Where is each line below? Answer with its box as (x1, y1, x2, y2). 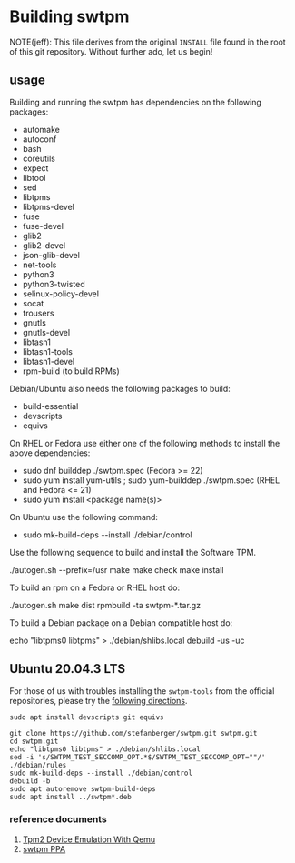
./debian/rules (9, 760, 67, 769)
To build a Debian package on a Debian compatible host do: (9, 617, 233, 628)
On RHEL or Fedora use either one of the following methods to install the (9, 437, 280, 448)
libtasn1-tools (22, 346, 73, 356)
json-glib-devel (22, 249, 80, 260)
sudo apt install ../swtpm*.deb (9, 792, 132, 801)
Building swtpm (9, 6, 130, 27)
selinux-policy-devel (22, 288, 100, 299)
